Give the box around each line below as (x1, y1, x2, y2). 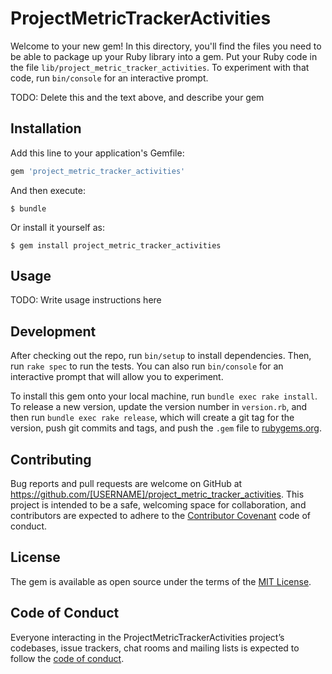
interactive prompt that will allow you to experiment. (10, 371, 224, 383)
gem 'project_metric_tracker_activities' (10, 166, 186, 176)
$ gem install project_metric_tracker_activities (10, 240, 222, 251)
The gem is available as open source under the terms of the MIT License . (10, 575, 312, 587)
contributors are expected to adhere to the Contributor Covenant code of (10, 510, 312, 522)
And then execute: (10, 184, 86, 196)
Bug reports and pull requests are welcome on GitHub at (10, 478, 243, 490)
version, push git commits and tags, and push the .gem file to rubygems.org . (10, 422, 323, 434)
